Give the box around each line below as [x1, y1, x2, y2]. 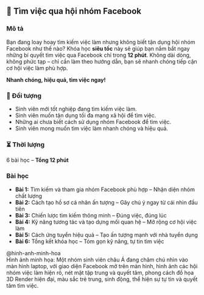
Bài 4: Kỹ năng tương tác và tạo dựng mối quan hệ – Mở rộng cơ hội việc [15, 218, 197, 225]
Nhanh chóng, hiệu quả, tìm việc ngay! [6, 76, 106, 83]
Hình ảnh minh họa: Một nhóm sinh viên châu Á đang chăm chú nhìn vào [6, 256, 189, 263]
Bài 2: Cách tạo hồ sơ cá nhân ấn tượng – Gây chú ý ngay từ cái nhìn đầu [15, 198, 198, 206]
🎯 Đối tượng [6, 91, 41, 100]
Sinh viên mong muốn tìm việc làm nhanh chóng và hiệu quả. [15, 125, 169, 132]
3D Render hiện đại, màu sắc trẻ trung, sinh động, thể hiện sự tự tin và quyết [6, 275, 198, 283]
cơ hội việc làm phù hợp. [6, 64, 68, 71]
